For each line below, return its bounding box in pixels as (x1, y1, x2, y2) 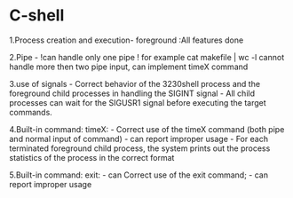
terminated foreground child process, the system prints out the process (9, 143, 271, 154)
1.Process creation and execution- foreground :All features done (9, 35, 244, 45)
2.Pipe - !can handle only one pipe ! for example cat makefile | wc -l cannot (9, 51, 285, 62)
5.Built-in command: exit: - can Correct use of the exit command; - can (9, 170, 269, 180)
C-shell (9, 5, 65, 26)
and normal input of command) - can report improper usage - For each (9, 133, 269, 144)
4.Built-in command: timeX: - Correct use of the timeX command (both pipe (9, 123, 285, 134)
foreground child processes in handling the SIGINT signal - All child (9, 88, 256, 99)
